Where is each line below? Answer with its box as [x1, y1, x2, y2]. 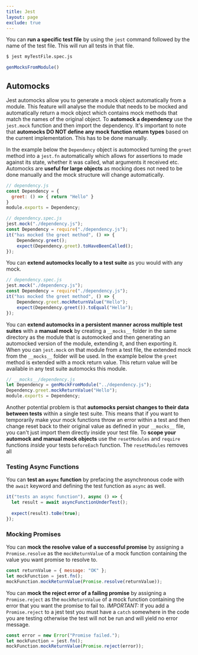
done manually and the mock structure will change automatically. [6, 171, 164, 178]
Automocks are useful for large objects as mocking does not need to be [6, 164, 183, 172]
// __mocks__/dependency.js [6, 376, 76, 383]
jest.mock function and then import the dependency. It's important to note [6, 122, 187, 129]
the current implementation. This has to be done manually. [6, 134, 148, 141]
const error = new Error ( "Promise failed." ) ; [6, 632, 120, 638]
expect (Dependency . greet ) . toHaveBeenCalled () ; [17, 243, 134, 249]
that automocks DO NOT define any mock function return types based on [6, 128, 189, 135]
